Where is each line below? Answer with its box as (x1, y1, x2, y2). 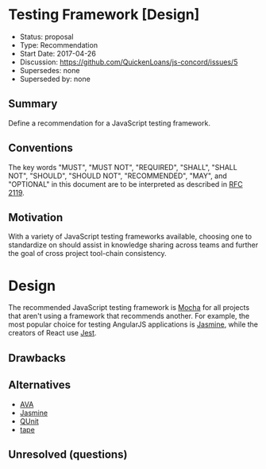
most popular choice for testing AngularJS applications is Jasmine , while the (8, 320, 258, 329)
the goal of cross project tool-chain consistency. (8, 249, 167, 258)
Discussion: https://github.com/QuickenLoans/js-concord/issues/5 (19, 57, 238, 67)
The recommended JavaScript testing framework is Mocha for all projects (8, 303, 250, 312)
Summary (8, 97, 58, 110)
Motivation (8, 211, 64, 224)
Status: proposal (19, 32, 74, 41)
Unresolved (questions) (8, 448, 128, 461)
